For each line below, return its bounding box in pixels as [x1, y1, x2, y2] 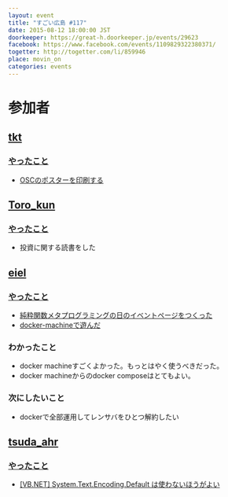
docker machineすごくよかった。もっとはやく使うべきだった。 [19, 361, 224, 370]
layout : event [8, 11, 55, 20]
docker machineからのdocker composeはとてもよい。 [19, 371, 195, 381]
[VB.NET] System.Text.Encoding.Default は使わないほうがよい [19, 480, 220, 489]
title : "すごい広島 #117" [8, 19, 87, 27]
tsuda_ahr [8, 435, 59, 448]
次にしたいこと [8, 392, 65, 403]
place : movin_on [8, 56, 61, 64]
